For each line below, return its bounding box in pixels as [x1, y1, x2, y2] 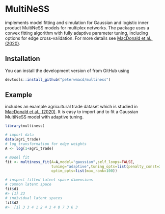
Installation [5, 55, 40, 63]
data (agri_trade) [5, 137, 41, 142]
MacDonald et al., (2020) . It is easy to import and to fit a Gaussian [5, 109, 138, 115]
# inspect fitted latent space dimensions [5, 177, 93, 182]
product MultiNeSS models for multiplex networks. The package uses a [5, 24, 150, 30]
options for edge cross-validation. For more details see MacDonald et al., [5, 35, 153, 41]
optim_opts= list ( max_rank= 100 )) [51, 168, 118, 173]
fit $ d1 [5, 187, 19, 191]
